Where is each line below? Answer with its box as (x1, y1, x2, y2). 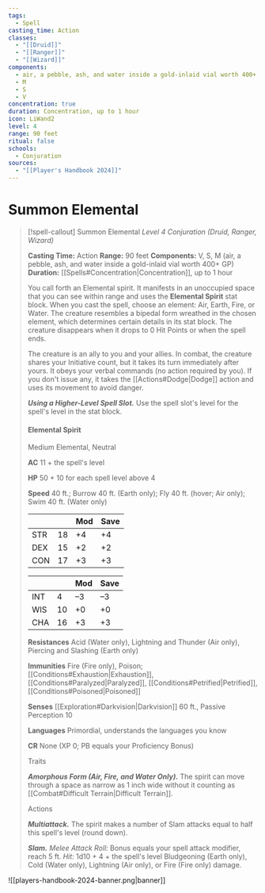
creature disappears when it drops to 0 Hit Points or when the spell (27, 325, 247, 334)
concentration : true (8, 100, 77, 108)
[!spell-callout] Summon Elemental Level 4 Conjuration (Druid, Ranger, (27, 227, 257, 237)
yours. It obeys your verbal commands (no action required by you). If (27, 366, 252, 375)
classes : (8, 33, 37, 42)
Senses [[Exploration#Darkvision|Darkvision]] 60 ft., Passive (27, 702, 226, 711)
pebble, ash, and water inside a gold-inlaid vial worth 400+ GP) (27, 259, 235, 268)
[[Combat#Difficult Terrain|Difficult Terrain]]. (27, 789, 173, 799)
